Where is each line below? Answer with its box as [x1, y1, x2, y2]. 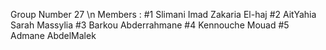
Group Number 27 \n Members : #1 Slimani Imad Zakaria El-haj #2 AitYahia [10, 9, 317, 20]
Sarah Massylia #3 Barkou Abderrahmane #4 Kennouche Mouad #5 [10, 19, 290, 31]
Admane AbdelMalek [10, 30, 97, 41]
